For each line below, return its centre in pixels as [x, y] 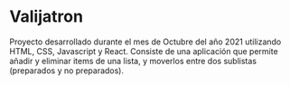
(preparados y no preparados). [67, 71]
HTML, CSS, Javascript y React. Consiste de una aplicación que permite [144, 51]
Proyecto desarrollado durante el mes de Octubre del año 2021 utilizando [145, 42]
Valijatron [47, 17]
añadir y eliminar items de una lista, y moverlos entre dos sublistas [133, 61]
